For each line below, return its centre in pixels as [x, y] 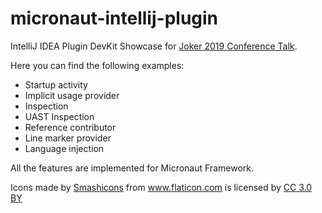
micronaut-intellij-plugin [114, 18]
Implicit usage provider [72, 95]
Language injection [64, 148]
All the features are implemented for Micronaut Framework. [132, 168]
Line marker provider [68, 138]
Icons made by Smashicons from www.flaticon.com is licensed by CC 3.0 [161, 187]
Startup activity [56, 84]
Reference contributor [70, 127]
